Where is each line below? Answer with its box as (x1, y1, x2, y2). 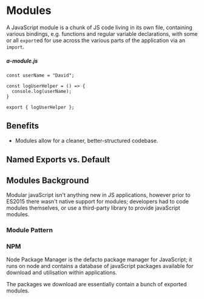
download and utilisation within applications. (6, 269, 117, 277)
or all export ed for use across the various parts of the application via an (6, 36, 186, 44)
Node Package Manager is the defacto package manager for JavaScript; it (6, 256, 192, 263)
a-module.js (6, 57, 38, 64)
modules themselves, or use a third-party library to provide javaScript (6, 204, 180, 211)
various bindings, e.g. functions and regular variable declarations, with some (6, 30, 198, 37)
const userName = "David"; (6, 72, 75, 78)
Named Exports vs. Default (6, 154, 110, 165)
